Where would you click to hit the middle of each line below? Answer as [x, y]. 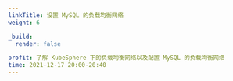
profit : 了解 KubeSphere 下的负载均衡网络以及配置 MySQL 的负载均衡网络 [116, 58]
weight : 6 [24, 23]
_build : [21, 37]
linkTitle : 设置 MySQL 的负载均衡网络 [66, 15]
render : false [38, 44]
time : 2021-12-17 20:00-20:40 [57, 65]
